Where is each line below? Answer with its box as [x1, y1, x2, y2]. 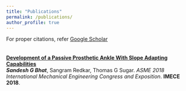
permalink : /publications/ [6, 14, 73, 20]
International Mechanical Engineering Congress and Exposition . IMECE [6, 73, 180, 80]
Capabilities [6, 60, 37, 68]
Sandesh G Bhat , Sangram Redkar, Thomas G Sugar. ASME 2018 [6, 67, 165, 74]
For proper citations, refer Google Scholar [6, 36, 108, 43]
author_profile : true [6, 19, 60, 25]
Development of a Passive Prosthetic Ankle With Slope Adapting [6, 54, 168, 62]
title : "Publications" [6, 8, 62, 15]
